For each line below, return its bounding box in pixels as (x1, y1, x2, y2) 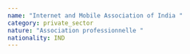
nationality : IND (7, 33, 65, 42)
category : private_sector (7, 19, 93, 27)
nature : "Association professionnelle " (7, 26, 144, 34)
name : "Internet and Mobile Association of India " (7, 11, 183, 20)
